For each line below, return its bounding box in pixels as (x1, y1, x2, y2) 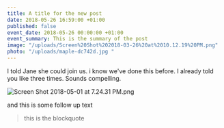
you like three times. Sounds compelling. (7, 74, 122, 82)
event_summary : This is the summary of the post (7, 36, 148, 42)
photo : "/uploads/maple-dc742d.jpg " (7, 49, 115, 55)
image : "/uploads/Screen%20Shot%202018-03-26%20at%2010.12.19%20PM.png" (7, 42, 219, 49)
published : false (7, 23, 57, 29)
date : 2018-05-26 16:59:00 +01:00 (7, 16, 106, 23)
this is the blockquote (23, 114, 85, 122)
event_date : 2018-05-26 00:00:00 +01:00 (7, 29, 124, 36)
